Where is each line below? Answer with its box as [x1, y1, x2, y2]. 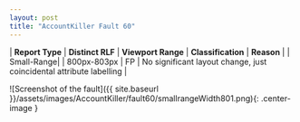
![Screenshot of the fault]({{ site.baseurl [9, 83, 159, 94]
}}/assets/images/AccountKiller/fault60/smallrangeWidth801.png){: [9, 92, 260, 104]
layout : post [9, 13, 59, 23]
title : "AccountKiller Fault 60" [9, 22, 136, 31]
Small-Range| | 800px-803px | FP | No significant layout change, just [9, 56, 267, 67]
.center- [261, 92, 292, 104]
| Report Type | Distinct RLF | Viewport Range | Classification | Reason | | [9, 46, 290, 57]
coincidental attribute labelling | [9, 65, 128, 77]
